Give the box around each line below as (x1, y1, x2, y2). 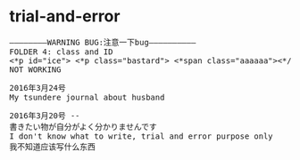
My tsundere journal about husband (9, 92, 165, 102)
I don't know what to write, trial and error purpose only (9, 131, 274, 141)
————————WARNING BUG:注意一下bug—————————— (9, 37, 196, 47)
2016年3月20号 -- (9, 110, 80, 121)
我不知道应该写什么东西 (9, 141, 96, 152)
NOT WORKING (9, 64, 62, 75)
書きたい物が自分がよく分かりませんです (9, 122, 158, 132)
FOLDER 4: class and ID (9, 46, 113, 57)
